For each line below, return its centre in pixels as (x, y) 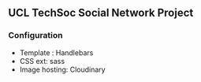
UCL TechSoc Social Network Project (101, 13)
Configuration (35, 35)
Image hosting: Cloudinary (62, 69)
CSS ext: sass (42, 61)
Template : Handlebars (56, 52)
